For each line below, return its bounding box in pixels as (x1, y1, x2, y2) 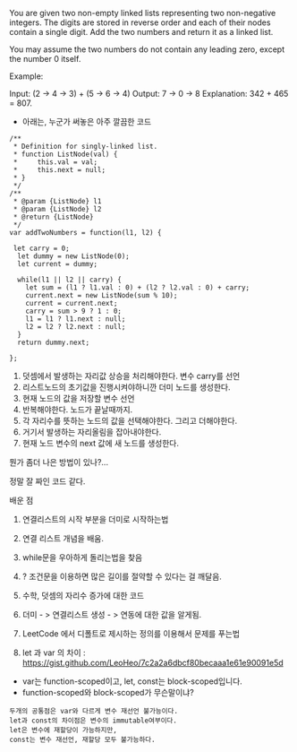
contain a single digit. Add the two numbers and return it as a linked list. (9, 27, 274, 37)
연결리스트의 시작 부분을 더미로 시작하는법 (21, 514, 169, 524)
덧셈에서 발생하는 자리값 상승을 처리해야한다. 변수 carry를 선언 (21, 371, 241, 381)
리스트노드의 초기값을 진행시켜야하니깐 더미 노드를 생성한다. (21, 382, 231, 393)
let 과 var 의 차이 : (21, 647, 87, 658)
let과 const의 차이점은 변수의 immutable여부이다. (9, 716, 177, 725)
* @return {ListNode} (13, 212, 94, 221)
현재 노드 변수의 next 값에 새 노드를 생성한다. (21, 438, 179, 448)
